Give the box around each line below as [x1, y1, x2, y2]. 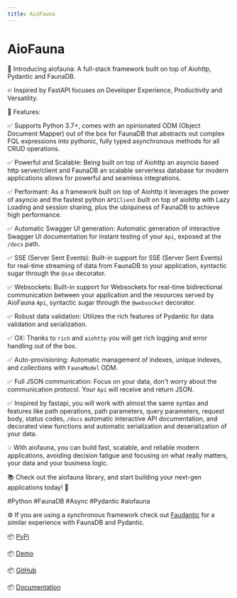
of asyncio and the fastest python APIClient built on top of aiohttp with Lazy [7, 195, 231, 204]
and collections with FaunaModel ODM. [7, 363, 118, 372]
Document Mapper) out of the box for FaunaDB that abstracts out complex [7, 129, 225, 138]
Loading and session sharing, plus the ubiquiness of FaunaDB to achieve [7, 203, 220, 211]
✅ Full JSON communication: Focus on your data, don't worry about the [7, 377, 217, 385]
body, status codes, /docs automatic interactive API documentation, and [7, 414, 218, 423]
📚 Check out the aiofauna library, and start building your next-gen [7, 472, 202, 481]
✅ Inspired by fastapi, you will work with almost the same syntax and [7, 399, 209, 407]
